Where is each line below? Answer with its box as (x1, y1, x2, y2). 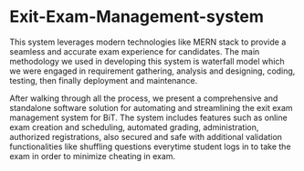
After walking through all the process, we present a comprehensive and (9, 93, 278, 104)
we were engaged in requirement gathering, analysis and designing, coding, (9, 65, 296, 76)
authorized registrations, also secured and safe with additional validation (9, 131, 283, 142)
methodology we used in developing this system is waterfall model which (9, 55, 285, 66)
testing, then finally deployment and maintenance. (9, 75, 198, 85)
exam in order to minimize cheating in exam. (9, 150, 176, 161)
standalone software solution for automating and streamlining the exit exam (9, 102, 294, 113)
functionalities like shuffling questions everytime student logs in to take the (9, 141, 291, 152)
